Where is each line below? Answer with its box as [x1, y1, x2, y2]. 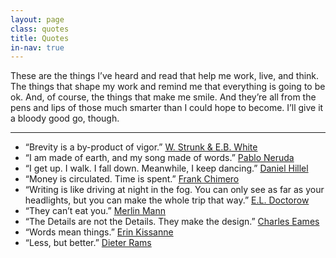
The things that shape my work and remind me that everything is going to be [10, 81, 326, 93]
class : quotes [10, 24, 70, 34]
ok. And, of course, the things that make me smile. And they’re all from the [10, 91, 317, 103]
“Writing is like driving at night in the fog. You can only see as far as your [24, 184, 325, 196]
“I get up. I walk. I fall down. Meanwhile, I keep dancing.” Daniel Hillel [24, 162, 309, 175]
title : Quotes [10, 33, 70, 43]
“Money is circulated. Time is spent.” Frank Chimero [24, 173, 240, 185]
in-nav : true [10, 42, 65, 53]
